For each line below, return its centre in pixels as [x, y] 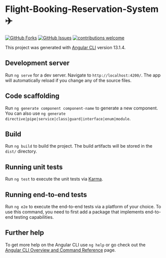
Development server [37, 63]
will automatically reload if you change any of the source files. [68, 80]
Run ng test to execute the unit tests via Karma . [54, 179]
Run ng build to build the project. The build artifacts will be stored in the [79, 146]
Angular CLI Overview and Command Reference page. [60, 250]
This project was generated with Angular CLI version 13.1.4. [65, 47]
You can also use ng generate [35, 113]
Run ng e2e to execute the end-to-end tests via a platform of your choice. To [83, 207]
